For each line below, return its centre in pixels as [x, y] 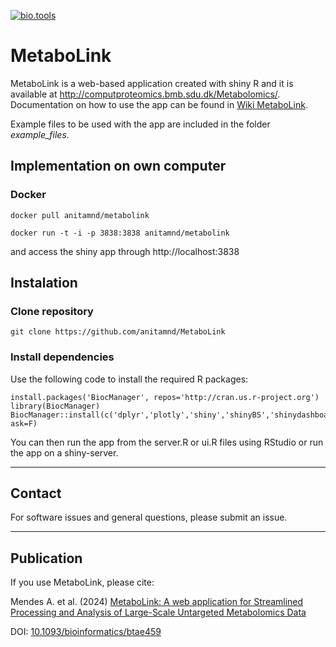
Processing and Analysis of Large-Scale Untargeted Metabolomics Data [158, 612]
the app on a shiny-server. [64, 452]
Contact [36, 493]
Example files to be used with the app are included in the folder [140, 124]
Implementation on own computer [118, 166]
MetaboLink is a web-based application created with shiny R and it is [152, 83]
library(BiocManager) [55, 406]
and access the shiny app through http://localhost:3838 [125, 251]
